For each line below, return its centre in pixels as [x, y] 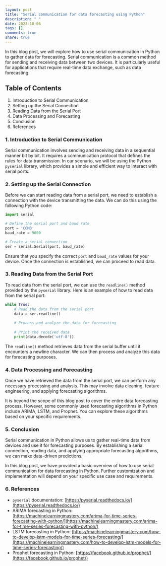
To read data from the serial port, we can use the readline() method [75, 285]
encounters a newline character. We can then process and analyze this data [83, 352]
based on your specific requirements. [43, 417]
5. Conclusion [22, 429]
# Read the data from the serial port [54, 309]
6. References [22, 489]
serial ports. [17, 171]
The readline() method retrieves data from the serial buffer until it [73, 346]
